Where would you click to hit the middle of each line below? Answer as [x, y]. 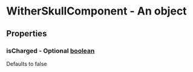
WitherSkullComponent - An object [97, 11]
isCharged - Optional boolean [51, 51]
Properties [27, 34]
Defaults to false [27, 64]
